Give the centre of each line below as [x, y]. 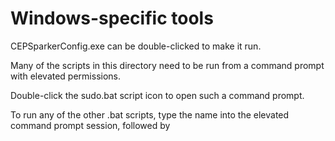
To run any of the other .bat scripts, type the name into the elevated [150, 114]
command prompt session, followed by [90, 125]
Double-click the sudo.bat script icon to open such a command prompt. [157, 95]
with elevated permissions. [65, 76]
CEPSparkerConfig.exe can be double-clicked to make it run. [136, 46]
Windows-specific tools [112, 18]
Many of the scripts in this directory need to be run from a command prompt [167, 65]
